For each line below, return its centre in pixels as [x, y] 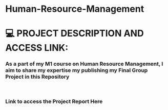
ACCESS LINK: [37, 48]
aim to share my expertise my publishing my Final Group [77, 70]
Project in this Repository [37, 77]
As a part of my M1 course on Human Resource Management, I [84, 64]
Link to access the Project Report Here [54, 101]
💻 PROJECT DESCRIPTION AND [75, 33]
